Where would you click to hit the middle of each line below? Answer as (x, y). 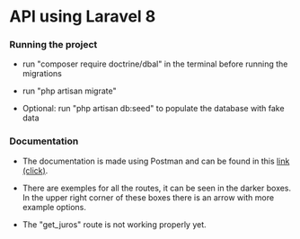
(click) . (35, 170)
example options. (54, 207)
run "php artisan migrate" (69, 91)
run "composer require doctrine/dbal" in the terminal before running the (155, 64)
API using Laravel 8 (83, 17)
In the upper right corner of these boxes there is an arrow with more (148, 197)
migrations (42, 74)
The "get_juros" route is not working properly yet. (114, 224)
